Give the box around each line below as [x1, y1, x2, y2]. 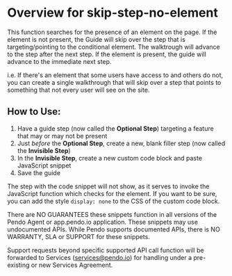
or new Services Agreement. [31, 261, 113, 269]
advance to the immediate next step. [7, 57, 112, 65]
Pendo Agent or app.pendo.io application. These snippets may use [7, 218, 198, 226]
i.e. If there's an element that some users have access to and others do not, [7, 71, 224, 79]
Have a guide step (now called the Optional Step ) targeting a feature [17, 124, 214, 133]
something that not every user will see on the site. [7, 86, 150, 94]
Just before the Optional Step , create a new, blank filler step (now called [17, 139, 226, 147]
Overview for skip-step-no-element [7, 5, 219, 21]
